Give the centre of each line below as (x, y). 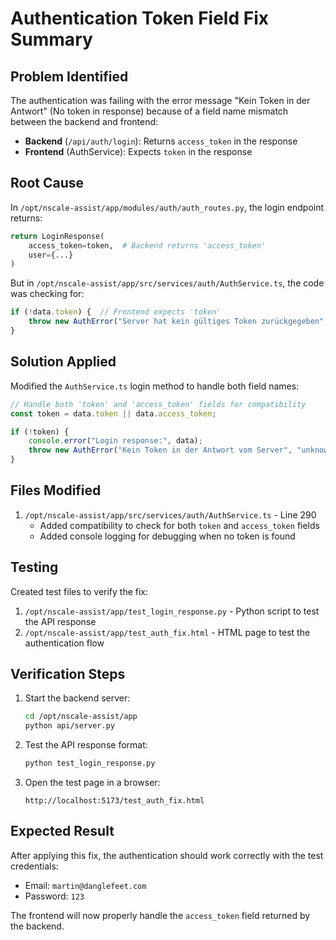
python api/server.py (69, 726)
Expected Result (62, 831)
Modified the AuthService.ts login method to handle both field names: (155, 386)
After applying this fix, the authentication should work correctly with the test (167, 855)
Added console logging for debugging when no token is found (167, 536)
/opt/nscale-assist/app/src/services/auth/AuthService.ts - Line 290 (170, 514)
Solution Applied (63, 362)
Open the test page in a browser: (92, 783)
